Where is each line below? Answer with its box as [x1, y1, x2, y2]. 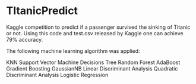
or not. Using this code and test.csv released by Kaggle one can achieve [6, 29, 184, 36]
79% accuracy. [6, 36, 43, 43]
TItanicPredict [6, 4, 78, 18]
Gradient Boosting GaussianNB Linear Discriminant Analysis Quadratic [6, 65, 178, 72]
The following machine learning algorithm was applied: [6, 47, 141, 54]
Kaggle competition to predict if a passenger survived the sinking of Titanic [6, 23, 191, 31]
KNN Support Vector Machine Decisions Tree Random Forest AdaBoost [6, 59, 181, 66]
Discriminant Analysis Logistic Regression [6, 71, 109, 78]
